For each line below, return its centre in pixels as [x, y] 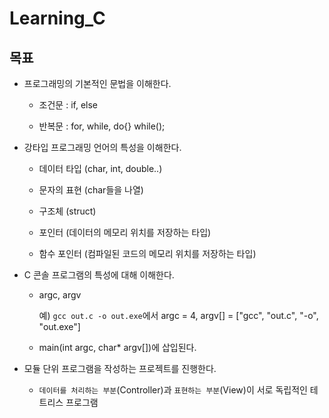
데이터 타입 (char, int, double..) [100, 168]
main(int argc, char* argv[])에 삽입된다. [117, 347]
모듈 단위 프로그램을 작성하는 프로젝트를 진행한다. [120, 368]
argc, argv [60, 295]
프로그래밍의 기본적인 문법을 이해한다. [97, 83]
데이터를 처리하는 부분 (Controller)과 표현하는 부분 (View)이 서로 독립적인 [173, 390]
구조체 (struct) [67, 211]
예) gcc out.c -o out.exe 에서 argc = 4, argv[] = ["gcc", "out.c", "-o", [178, 315]
